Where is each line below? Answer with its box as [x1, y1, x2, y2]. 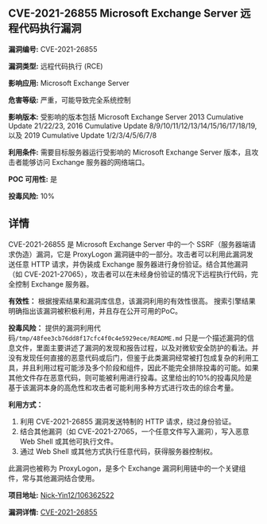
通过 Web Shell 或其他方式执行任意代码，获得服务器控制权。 [19, 446, 217, 456]
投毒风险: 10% [8, 191, 55, 201]
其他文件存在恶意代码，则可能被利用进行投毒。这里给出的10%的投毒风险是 [8, 373, 253, 382]
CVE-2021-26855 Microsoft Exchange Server [8, 6, 238, 21]
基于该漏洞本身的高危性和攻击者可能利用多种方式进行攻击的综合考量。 [8, 382, 238, 392]
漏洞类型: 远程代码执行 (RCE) [8, 61, 103, 71]
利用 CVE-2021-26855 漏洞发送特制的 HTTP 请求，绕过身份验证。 [19, 416, 236, 426]
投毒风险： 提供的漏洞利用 [8, 323, 94, 332]
